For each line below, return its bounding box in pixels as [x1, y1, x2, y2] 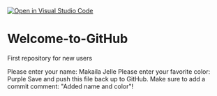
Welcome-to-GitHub [7, 31, 128, 47]
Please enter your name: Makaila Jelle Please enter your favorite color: [7, 67, 211, 76]
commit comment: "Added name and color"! [7, 82, 134, 90]
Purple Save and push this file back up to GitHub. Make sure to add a [7, 74, 206, 83]
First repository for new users [7, 54, 93, 62]
